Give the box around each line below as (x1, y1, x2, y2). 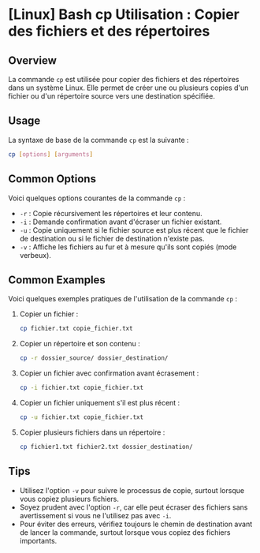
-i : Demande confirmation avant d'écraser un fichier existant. (19, 217, 222, 226)
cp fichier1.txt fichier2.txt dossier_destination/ (19, 443, 193, 450)
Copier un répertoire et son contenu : (19, 339, 140, 349)
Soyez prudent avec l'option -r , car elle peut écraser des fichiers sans (19, 503, 248, 512)
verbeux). (19, 250, 51, 260)
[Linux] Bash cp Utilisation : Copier (8, 6, 240, 24)
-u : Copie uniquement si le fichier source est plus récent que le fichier (19, 225, 249, 234)
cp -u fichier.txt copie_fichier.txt (19, 413, 144, 421)
